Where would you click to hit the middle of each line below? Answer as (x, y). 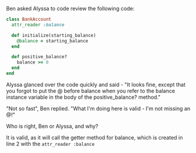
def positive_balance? (39, 57)
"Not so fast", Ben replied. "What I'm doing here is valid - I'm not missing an (98, 108)
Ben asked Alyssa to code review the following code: (70, 9)
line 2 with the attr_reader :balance (50, 144)
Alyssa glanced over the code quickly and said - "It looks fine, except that (96, 84)
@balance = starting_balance (53, 41)
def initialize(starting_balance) (54, 35)
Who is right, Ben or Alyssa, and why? (52, 126)
